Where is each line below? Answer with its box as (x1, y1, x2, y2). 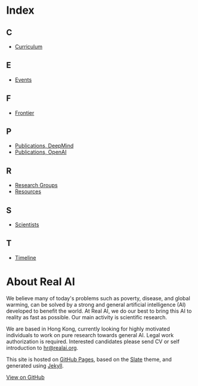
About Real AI (6, 275, 76, 289)
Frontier (14, 109, 35, 116)
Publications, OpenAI (14, 148, 67, 155)
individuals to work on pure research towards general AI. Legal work (6, 331, 174, 338)
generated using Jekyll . (6, 362, 64, 369)
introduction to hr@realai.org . (6, 344, 79, 351)
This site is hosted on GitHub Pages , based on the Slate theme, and (6, 356, 172, 363)
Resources (14, 188, 42, 195)
